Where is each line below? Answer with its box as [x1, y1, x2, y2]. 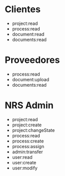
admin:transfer [12, 149, 43, 155]
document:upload [12, 76, 49, 82]
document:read [12, 31, 45, 37]
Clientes [5, 4, 41, 15]
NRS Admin [5, 100, 54, 111]
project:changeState [12, 127, 55, 133]
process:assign [12, 143, 44, 149]
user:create [12, 159, 37, 165]
